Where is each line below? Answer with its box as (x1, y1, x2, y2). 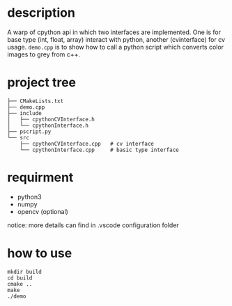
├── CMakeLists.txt (7, 98, 64, 105)
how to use (7, 245, 72, 261)
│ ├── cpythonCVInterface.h (7, 116, 95, 123)
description (7, 5, 75, 21)
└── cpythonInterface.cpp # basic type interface (20, 146, 179, 153)
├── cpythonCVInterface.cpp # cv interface (20, 140, 155, 147)
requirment (7, 169, 74, 185)
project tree (7, 75, 77, 91)
